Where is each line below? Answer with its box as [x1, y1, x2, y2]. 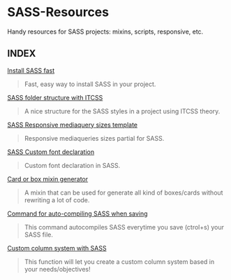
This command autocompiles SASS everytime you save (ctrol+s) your [24, 223, 225, 231]
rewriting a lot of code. [24, 195, 90, 204]
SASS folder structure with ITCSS [7, 93, 103, 101]
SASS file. [24, 230, 54, 239]
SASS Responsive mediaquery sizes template [7, 120, 138, 129]
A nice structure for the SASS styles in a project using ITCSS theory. [24, 106, 221, 115]
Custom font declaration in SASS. [24, 161, 121, 169]
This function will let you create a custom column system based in [24, 257, 215, 266]
